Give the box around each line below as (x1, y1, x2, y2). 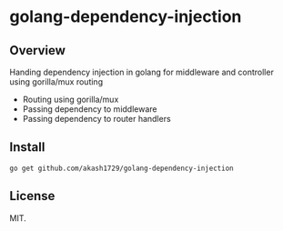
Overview (9, 43, 66, 58)
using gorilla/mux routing (9, 76, 103, 87)
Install (9, 139, 45, 156)
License (9, 188, 56, 204)
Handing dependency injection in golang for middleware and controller (9, 66, 275, 77)
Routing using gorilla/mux (22, 94, 119, 105)
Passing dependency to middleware (22, 104, 157, 115)
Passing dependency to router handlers (22, 114, 171, 124)
